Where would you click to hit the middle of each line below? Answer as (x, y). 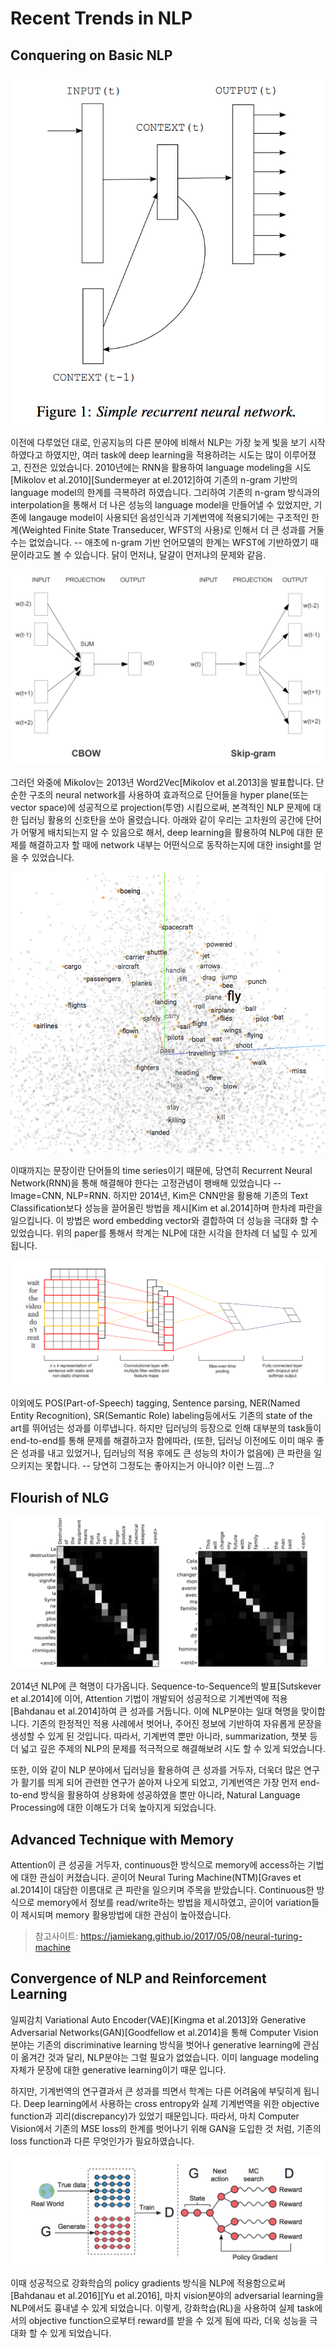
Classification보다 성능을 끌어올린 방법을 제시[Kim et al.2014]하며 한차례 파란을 (166, 1208)
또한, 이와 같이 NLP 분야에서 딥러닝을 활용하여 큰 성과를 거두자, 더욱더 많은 (156, 1770)
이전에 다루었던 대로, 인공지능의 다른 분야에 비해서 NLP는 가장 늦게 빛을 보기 (159, 442)
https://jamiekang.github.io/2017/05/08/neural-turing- (191, 1936)
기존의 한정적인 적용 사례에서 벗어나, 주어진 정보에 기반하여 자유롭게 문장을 (177, 1724)
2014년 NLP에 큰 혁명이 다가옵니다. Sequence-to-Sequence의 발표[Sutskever (166, 1686)
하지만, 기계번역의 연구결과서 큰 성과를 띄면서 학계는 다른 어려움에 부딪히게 (156, 2091)
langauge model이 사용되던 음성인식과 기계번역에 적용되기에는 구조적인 (169, 517)
